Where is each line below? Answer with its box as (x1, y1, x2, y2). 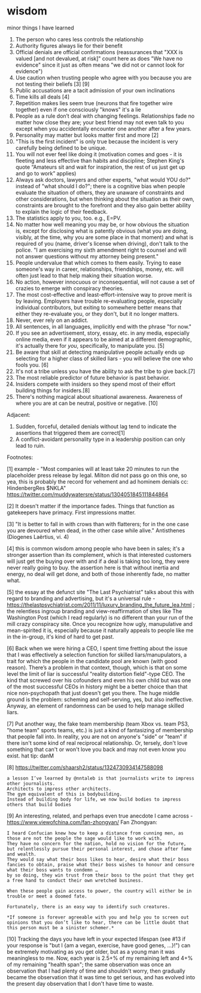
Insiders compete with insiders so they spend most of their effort (15, 380, 176, 387)
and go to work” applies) (15, 169, 77, 177)
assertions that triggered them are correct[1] (15, 429, 125, 436)
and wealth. (7, 851, 36, 857)
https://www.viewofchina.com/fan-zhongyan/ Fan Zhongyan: (7, 818, 157, 825)
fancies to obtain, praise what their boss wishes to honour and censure (7, 861, 195, 867)
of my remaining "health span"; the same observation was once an (7, 961, 172, 968)
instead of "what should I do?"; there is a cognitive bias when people (15, 182, 185, 190)
